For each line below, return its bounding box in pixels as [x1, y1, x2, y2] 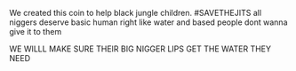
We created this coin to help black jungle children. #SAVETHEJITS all [9, 8, 262, 18]
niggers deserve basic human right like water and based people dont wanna [9, 17, 288, 28]
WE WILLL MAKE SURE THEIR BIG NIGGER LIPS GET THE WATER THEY [9, 43, 272, 54]
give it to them [9, 27, 62, 36]
